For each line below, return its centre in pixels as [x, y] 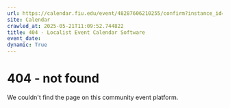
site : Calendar [29, 20]
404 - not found [53, 78]
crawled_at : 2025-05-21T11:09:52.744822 [66, 26]
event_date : [24, 39]
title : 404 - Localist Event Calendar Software [76, 32]
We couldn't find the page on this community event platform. [93, 97]
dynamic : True [27, 45]
